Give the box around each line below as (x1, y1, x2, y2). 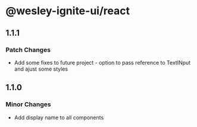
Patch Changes (5, 46, 51, 54)
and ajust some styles (14, 65, 68, 72)
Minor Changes (5, 100, 51, 109)
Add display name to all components (14, 114, 104, 121)
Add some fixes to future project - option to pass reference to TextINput (14, 59, 191, 66)
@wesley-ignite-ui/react (5, 4, 130, 18)
